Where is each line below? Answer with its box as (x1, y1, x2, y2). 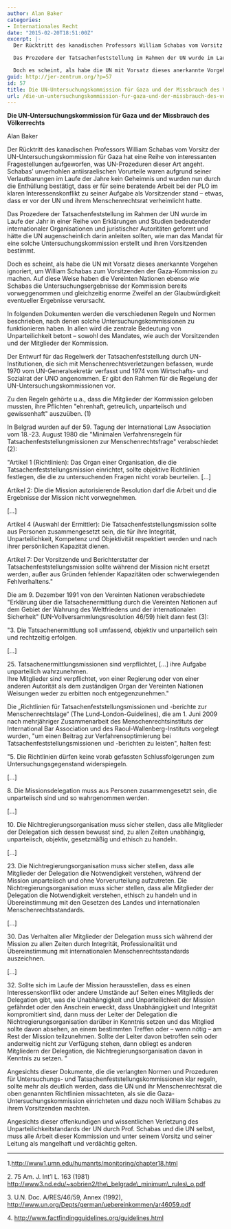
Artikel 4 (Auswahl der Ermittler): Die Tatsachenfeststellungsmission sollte (7, 521, 217, 529)
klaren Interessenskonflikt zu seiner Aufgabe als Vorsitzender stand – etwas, (7, 189, 224, 198)
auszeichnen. (7, 954, 45, 963)
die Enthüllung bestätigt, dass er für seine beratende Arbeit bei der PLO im (7, 182, 218, 190)
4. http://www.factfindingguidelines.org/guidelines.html (7, 1214, 164, 1222)
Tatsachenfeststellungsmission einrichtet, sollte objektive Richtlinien (7, 465, 201, 474)
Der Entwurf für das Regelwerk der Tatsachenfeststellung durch (7, 353, 188, 361)
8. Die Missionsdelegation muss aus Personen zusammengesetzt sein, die (7, 786, 217, 795)
